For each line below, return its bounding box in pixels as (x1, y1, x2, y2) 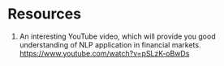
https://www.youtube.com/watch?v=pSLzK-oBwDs (19, 48, 190, 58)
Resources (7, 5, 82, 23)
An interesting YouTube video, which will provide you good (19, 31, 216, 41)
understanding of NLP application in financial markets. (19, 39, 201, 49)
